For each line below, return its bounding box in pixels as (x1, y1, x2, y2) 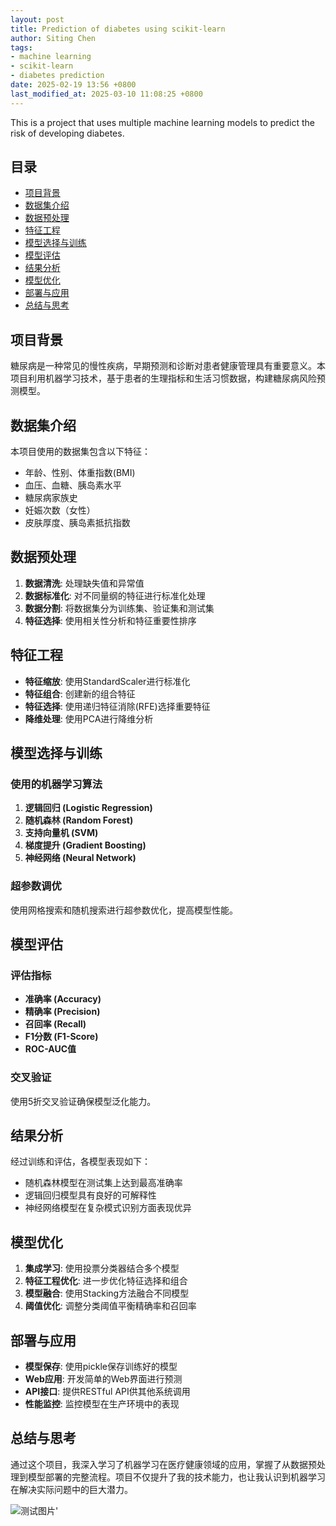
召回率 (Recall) (24, 1018, 87, 1030)
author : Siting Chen (10, 33, 97, 43)
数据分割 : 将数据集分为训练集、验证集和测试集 (24, 602, 215, 614)
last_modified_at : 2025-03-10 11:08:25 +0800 (10, 89, 203, 99)
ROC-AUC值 (24, 1043, 77, 1055)
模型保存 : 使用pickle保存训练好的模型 (24, 1361, 178, 1373)
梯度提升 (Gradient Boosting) (24, 839, 147, 851)
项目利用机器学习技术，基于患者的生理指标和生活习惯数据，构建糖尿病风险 (10, 372, 317, 385)
